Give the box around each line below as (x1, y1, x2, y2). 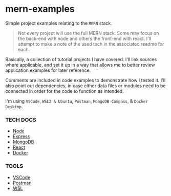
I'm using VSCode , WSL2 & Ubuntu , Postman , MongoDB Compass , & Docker (5, 98, 148, 104)
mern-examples (5, 3, 75, 15)
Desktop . (5, 103, 23, 109)
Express (12, 133, 30, 140)
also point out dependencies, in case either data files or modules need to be (5, 83, 166, 89)
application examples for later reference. (5, 67, 91, 73)
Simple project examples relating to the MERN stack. (5, 20, 112, 26)
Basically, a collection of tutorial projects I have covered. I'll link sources (5, 56, 157, 62)
